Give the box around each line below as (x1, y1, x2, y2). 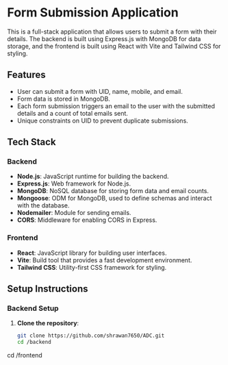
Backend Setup (7, 303, 60, 313)
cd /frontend (7, 351, 42, 360)
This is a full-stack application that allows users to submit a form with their (7, 27, 217, 36)
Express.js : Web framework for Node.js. (16, 179, 131, 188)
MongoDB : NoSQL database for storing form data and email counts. (16, 187, 209, 195)
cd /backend (16, 339, 51, 346)
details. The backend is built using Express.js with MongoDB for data (7, 34, 201, 42)
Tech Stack (7, 136, 56, 148)
